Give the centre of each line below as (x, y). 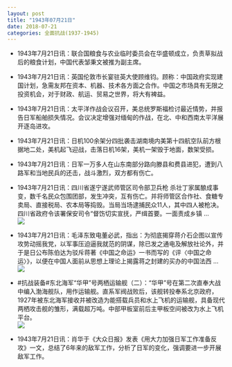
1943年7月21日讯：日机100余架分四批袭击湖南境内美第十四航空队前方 (116, 141)
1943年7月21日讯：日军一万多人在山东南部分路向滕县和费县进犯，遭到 (117, 164)
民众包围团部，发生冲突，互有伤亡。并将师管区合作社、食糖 (133, 196)
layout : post (26, 14)
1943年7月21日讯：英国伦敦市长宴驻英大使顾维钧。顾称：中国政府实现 (117, 77)
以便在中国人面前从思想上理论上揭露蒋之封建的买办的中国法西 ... (127, 261)
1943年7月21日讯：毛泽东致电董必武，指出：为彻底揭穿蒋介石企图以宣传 (120, 235)
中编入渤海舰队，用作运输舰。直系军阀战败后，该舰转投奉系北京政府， (117, 292)
